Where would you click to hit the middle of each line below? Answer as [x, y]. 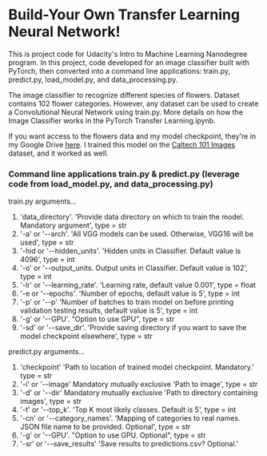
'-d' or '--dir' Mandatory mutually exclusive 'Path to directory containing [139, 393]
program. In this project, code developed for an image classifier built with [129, 63]
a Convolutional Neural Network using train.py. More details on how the [126, 112]
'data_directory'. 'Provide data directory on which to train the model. [132, 217]
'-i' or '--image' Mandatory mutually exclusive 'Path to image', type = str [139, 384]
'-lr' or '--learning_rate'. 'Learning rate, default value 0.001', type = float [137, 285]
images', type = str [51, 402]
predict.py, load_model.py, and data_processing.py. [93, 79]
